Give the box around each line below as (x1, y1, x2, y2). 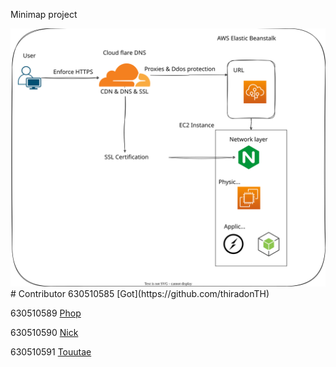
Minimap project (10, 9, 78, 20)
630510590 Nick (10, 327, 79, 339)
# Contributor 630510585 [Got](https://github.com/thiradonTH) (10, 288, 270, 300)
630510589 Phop (10, 307, 82, 319)
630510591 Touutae (10, 346, 92, 358)
